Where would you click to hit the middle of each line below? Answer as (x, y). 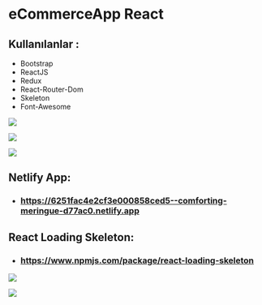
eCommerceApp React (86, 14)
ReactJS (34, 72)
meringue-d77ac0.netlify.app (79, 211)
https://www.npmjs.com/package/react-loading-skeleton (137, 260)
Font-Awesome (45, 107)
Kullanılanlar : (44, 44)
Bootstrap (37, 63)
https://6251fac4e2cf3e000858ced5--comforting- (123, 201)
